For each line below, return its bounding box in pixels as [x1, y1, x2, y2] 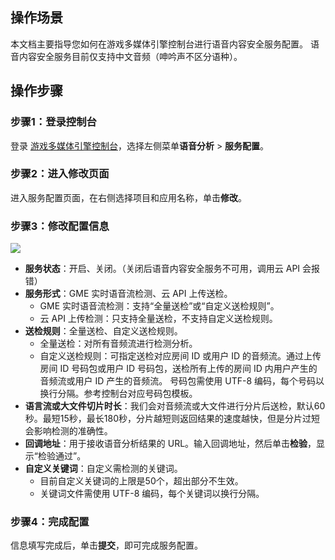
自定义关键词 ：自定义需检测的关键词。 [24, 463, 183, 475]
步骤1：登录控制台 [10, 115, 97, 129]
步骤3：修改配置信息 [10, 219, 110, 233]
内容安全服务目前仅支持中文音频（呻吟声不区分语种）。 [18, 50, 243, 62]
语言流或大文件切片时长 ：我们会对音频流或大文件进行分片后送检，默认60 [24, 400, 326, 412]
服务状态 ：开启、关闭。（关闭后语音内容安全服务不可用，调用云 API [24, 263, 301, 275]
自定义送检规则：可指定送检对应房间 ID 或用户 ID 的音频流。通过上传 [39, 350, 322, 362]
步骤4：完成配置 [10, 515, 90, 529]
